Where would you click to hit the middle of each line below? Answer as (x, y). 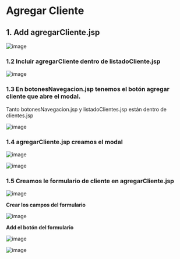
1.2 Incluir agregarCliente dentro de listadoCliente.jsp (83, 61)
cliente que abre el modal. (43, 96)
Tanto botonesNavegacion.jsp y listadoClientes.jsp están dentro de (87, 109)
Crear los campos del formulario (46, 205)
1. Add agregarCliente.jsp (53, 32)
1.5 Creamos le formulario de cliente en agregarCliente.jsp (90, 181)
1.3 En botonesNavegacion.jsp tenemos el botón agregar (88, 89)
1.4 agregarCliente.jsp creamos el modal (65, 142)
